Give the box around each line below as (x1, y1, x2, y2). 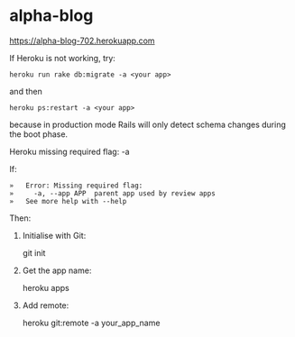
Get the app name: (22, 265, 92, 276)
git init (22, 247, 46, 258)
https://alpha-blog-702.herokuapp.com (9, 35, 155, 46)
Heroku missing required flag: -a (9, 146, 130, 157)
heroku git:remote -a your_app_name (22, 317, 161, 328)
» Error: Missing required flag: (9, 181, 143, 190)
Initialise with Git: (22, 230, 87, 241)
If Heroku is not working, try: (9, 52, 115, 63)
